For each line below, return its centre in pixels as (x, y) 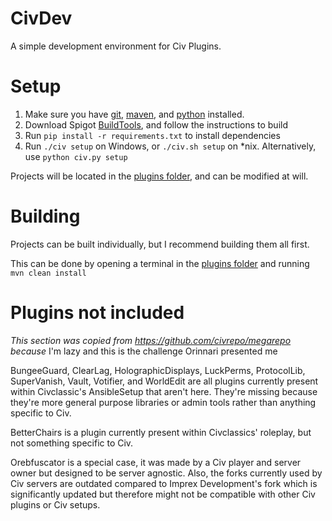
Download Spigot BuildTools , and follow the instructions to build (156, 124)
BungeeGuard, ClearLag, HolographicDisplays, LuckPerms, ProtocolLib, (158, 370)
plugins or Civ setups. (55, 504)
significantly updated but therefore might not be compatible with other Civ (163, 494)
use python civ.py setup (76, 156)
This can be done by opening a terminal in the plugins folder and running (160, 263)
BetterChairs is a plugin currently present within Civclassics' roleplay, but (161, 432)
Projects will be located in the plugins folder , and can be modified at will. (159, 176)
